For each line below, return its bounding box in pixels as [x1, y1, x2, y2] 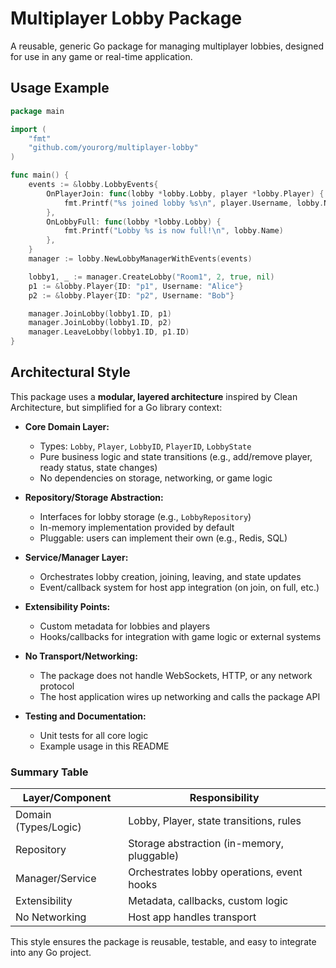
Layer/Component [22, 791, 112, 805]
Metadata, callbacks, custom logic [128, 894, 289, 908]
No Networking [15, 910, 87, 924]
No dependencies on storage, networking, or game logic [39, 472, 273, 484]
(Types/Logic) [15, 820, 82, 834]
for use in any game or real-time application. [10, 50, 193, 62]
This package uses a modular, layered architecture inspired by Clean [10, 390, 298, 402]
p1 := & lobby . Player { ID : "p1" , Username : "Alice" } [28, 281, 244, 291]
